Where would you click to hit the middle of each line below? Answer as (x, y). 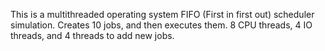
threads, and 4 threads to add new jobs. (92, 35)
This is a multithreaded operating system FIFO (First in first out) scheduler (162, 14)
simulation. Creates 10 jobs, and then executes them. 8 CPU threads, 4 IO (161, 25)
